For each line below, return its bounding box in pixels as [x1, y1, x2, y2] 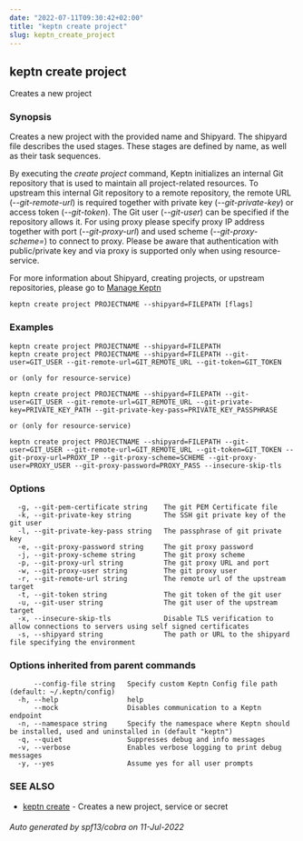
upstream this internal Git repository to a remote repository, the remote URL [9, 187, 292, 198]
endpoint [9, 711, 43, 721]
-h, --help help [17, 696, 144, 705]
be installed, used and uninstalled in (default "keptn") [9, 727, 233, 736]
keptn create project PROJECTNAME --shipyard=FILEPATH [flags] [9, 300, 254, 309]
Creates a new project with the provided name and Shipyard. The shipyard [9, 131, 288, 142]
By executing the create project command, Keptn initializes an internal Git [9, 168, 284, 179]
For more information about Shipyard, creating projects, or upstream [9, 273, 265, 284]
